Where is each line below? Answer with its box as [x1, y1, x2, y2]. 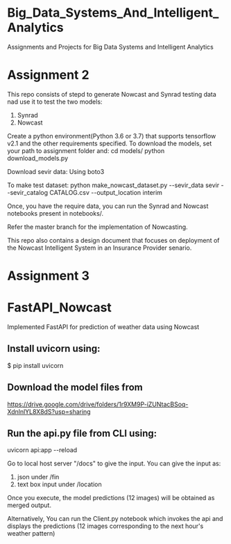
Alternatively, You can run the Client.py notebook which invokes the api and [7, 515, 223, 523]
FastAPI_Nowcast [7, 300, 112, 316]
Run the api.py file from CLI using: [7, 428, 157, 440]
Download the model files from [7, 381, 144, 394]
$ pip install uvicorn [7, 361, 64, 369]
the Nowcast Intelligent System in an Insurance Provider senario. [7, 243, 192, 252]
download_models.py [7, 154, 69, 162]
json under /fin [17, 473, 60, 481]
